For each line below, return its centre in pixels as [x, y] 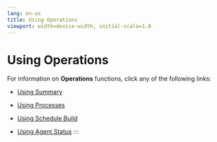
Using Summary [40, 92]
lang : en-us [24, 13]
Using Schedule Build [47, 118]
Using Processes [41, 105]
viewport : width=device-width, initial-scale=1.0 [79, 26]
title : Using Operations [42, 20]
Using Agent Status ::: [48, 132]
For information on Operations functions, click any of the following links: [109, 79]
